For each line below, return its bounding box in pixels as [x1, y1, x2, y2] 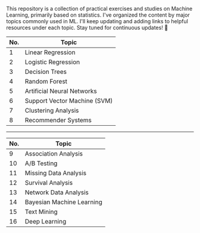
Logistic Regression [24, 58, 80, 66]
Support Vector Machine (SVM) [24, 97, 113, 105]
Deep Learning [24, 218, 67, 225]
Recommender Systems [24, 116, 92, 124]
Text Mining [24, 208, 58, 216]
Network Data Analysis [24, 188, 89, 196]
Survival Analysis [24, 179, 73, 187]
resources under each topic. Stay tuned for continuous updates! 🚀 [6, 24, 168, 31]
